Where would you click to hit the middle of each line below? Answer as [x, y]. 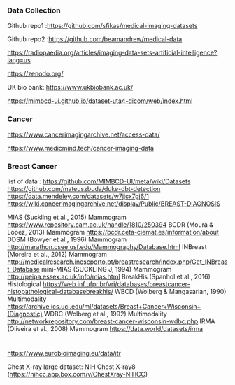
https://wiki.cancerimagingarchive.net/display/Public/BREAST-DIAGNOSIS [114, 203]
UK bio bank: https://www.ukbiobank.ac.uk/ [70, 87]
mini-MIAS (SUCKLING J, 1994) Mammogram [106, 269]
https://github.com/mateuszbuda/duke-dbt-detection [84, 188]
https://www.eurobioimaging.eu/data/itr [64, 353]
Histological [24, 284]
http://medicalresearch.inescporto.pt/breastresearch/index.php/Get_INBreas [117, 262]
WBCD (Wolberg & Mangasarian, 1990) [170, 291]
